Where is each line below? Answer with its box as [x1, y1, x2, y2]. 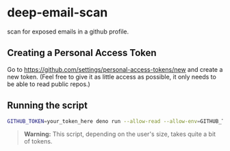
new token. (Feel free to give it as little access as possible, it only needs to [7, 72, 217, 81]
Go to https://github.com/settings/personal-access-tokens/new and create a [7, 65, 223, 73]
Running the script [7, 100, 88, 111]
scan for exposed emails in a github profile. [7, 27, 129, 36]
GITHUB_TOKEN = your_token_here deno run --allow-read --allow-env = [7, 118, 201, 124]
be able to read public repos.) [7, 80, 90, 88]
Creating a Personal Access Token [7, 47, 157, 59]
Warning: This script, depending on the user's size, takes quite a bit [23, 130, 216, 138]
